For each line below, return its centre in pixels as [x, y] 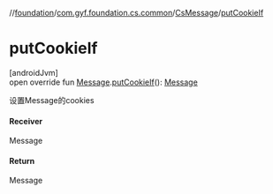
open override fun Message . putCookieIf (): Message [104, 82]
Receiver [26, 121]
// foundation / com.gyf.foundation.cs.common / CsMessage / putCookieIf [136, 13]
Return [22, 160]
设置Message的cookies [52, 100]
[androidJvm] [34, 72]
